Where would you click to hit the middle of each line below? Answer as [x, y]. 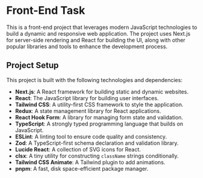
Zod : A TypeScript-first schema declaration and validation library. [97, 143]
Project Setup [33, 65]
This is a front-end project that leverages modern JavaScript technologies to [102, 27]
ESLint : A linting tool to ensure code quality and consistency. [91, 136]
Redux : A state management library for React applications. [88, 111]
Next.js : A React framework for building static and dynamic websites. [102, 92]
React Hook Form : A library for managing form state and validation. [99, 117]
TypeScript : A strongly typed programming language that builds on [99, 124]
